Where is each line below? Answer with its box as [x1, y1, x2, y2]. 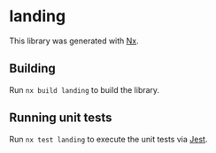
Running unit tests [9, 111, 112, 126]
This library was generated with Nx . [9, 35, 139, 46]
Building [9, 61, 56, 76]
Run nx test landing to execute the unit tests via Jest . [9, 134, 208, 144]
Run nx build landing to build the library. [9, 84, 160, 95]
